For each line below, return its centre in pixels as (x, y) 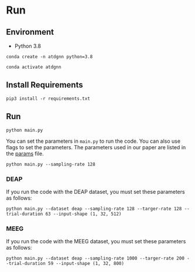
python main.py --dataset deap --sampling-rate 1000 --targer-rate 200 (95, 258)
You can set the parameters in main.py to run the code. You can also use (93, 141)
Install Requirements (45, 85)
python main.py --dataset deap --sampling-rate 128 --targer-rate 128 (94, 209)
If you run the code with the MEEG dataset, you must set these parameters (96, 241)
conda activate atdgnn (34, 67)
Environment (30, 32)
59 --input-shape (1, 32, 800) (86, 264)
